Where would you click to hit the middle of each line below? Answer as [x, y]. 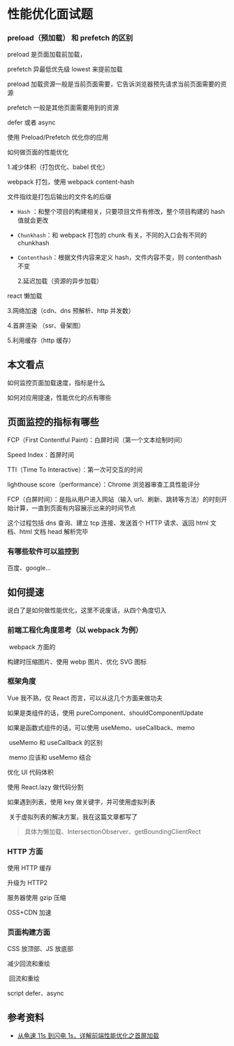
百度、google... [29, 568]
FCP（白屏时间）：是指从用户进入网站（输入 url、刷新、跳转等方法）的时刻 [114, 500]
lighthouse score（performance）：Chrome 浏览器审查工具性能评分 [104, 485]
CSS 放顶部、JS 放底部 [41, 949]
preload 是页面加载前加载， [47, 55]
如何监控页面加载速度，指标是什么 [56, 383]
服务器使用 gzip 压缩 [37, 898]
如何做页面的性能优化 [38, 152]
